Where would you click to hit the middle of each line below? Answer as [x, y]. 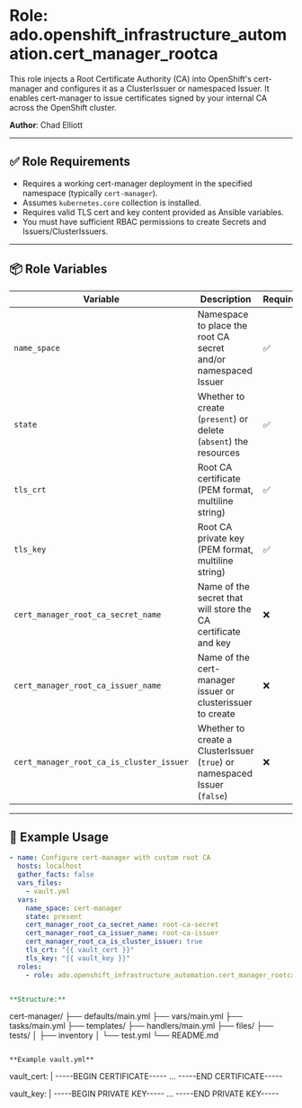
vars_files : [40, 883]
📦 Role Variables [58, 270]
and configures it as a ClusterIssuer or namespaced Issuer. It [157, 88]
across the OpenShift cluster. [63, 107]
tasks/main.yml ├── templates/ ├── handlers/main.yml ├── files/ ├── [142, 1026]
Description [226, 299]
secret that [220, 598]
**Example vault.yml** [52, 1060]
